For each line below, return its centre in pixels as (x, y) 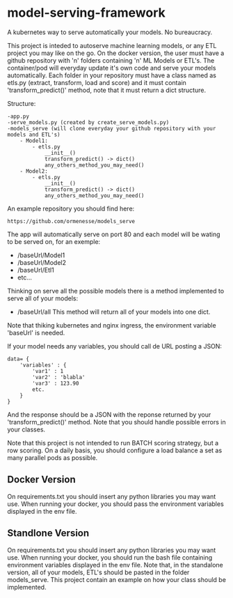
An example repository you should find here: (71, 208)
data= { (18, 359)
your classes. (26, 429)
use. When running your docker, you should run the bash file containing (110, 557)
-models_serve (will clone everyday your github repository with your (112, 128)
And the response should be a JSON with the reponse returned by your (109, 414)
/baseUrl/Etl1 (35, 270)
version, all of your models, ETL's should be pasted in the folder (98, 572)
